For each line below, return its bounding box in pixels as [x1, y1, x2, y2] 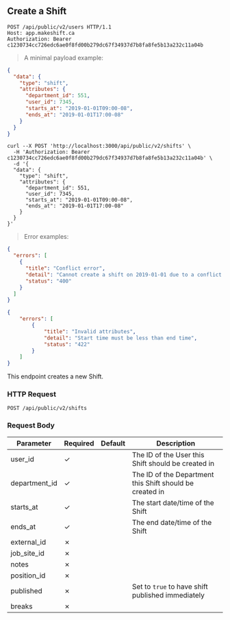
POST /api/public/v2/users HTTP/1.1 [7, 23, 112, 30]
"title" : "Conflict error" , [25, 265, 106, 272]
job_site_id [10, 548, 44, 558]
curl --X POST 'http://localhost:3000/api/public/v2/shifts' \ [7, 143, 192, 150]
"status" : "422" [43, 341, 90, 348]
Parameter [16, 438, 52, 448]
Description [156, 438, 196, 448]
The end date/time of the [131, 517, 212, 527]
